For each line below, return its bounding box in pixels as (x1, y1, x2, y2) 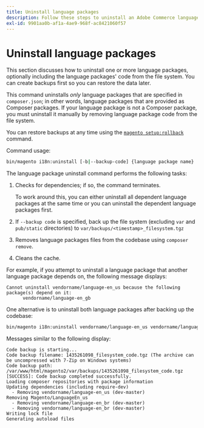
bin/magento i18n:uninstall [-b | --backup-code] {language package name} (6, 159, 194, 165)
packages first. (15, 206, 53, 213)
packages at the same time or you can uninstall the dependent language (15, 200, 196, 207)
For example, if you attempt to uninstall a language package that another (6, 266, 188, 274)
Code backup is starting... (6, 347, 78, 353)
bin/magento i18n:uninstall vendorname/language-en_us (6, 324, 148, 330)
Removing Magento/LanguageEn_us (6, 395, 88, 401)
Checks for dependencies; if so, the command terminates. (15, 182, 161, 189)
